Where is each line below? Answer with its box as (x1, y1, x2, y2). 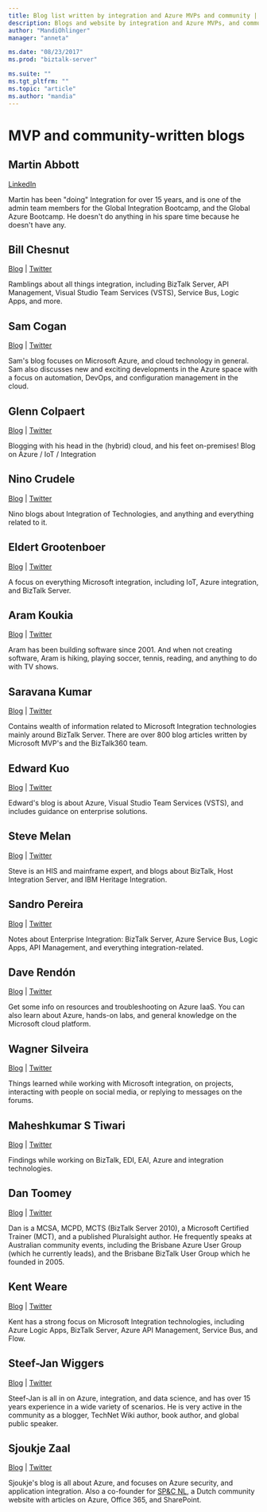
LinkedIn (8, 179, 37, 189)
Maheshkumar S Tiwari (8, 1119, 126, 1132)
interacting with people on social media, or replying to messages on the (8, 1087, 242, 1097)
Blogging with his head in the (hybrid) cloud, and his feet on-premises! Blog (8, 441, 256, 450)
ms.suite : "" (8, 70, 52, 78)
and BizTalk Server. (8, 586, 72, 595)
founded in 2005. (8, 1257, 65, 1266)
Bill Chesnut (8, 243, 70, 256)
